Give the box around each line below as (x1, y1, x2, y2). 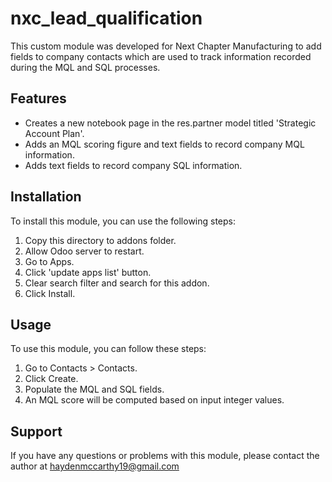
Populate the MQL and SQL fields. (24, 383, 165, 396)
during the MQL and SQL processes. (10, 61, 161, 73)
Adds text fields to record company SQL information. (24, 159, 243, 171)
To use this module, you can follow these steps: (10, 343, 207, 355)
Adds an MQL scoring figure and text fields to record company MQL (24, 138, 305, 150)
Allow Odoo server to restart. (24, 245, 145, 257)
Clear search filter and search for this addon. (24, 277, 210, 289)
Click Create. (24, 373, 79, 385)
